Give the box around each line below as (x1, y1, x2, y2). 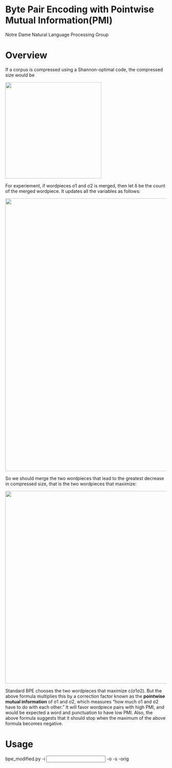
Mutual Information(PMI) (5, 14, 113, 26)
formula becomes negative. (5, 720, 63, 726)
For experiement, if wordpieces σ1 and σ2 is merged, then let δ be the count (5, 182, 165, 188)
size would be (5, 72, 35, 78)
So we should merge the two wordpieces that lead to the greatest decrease (5, 475, 164, 481)
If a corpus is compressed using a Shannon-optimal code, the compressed (5, 66, 163, 72)
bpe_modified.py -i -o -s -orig (5, 756, 129, 762)
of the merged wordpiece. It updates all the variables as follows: (5, 188, 141, 194)
